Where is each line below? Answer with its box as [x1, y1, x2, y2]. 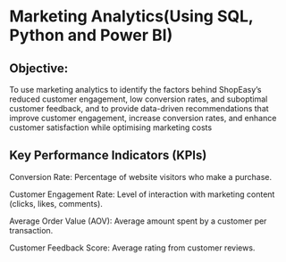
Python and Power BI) [9, 25, 173, 45]
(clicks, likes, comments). [9, 198, 103, 209]
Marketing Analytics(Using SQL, [9, 6, 254, 27]
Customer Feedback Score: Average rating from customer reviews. [9, 242, 256, 253]
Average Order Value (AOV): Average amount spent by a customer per [9, 216, 267, 226]
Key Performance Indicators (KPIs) [9, 148, 207, 163]
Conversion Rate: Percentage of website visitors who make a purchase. [9, 171, 273, 182]
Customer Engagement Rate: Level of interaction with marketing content [9, 189, 275, 200]
